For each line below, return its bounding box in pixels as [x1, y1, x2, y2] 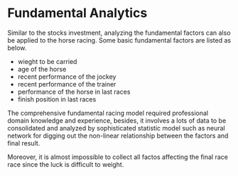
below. [7, 43, 27, 52]
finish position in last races [17, 94, 97, 104]
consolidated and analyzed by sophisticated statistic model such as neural [7, 123, 225, 132]
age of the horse [17, 65, 67, 73]
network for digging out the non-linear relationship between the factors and [7, 131, 229, 140]
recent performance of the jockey [17, 72, 117, 81]
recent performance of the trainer [17, 79, 117, 88]
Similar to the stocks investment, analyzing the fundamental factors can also [7, 28, 231, 37]
